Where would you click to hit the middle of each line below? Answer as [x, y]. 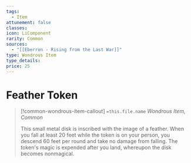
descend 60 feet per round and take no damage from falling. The [99, 141]
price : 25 [18, 66]
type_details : [24, 60]
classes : [17, 28]
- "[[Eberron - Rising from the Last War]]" [67, 50]
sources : [17, 45]
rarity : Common [25, 39]
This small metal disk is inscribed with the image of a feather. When [102, 129]
